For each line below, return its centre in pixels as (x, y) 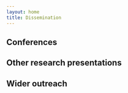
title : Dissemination (34, 18)
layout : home (23, 12)
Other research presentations (64, 63)
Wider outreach (37, 84)
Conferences (32, 42)
